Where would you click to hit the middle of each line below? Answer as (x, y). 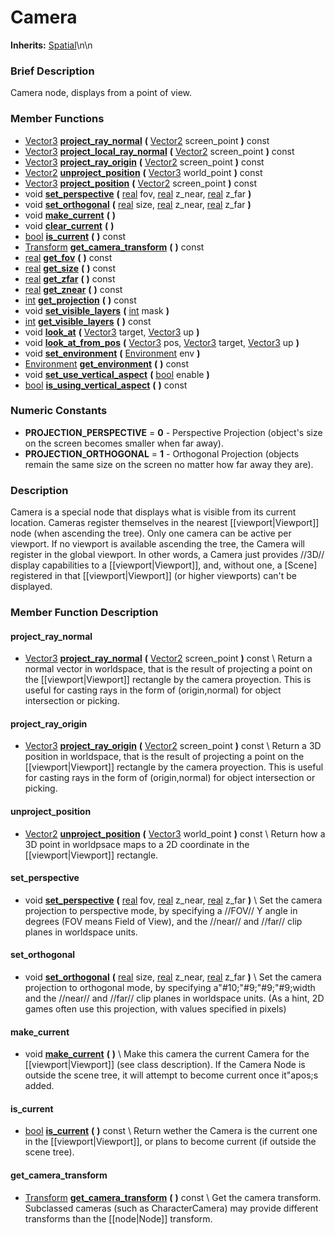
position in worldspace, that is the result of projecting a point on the (164, 757)
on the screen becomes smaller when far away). (124, 443)
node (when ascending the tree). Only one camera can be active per (151, 533)
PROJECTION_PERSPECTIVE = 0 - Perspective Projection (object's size (173, 432)
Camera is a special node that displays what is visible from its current (153, 512)
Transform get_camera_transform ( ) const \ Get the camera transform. (173, 1197)
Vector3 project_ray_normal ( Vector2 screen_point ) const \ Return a (168, 658)
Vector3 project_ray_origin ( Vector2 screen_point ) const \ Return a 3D (173, 746)
